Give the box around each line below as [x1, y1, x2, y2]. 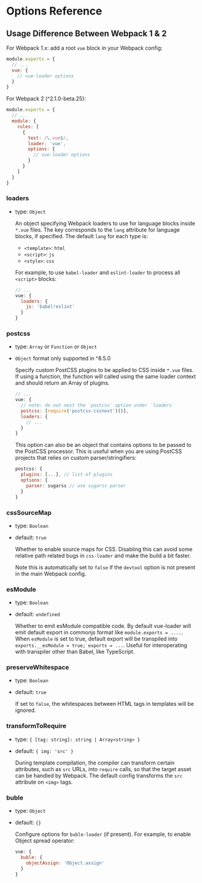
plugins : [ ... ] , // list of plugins [21, 472, 113, 478]
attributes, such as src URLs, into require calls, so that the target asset [14, 765, 192, 772]
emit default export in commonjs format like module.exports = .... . [14, 629, 183, 636]
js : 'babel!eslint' [26, 304, 75, 310]
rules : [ [17, 123, 39, 129]
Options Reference [6, 4, 103, 18]
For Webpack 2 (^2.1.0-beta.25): [6, 95, 86, 102]
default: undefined [14, 611, 60, 618]
